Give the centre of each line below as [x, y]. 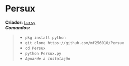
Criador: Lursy [20, 22]
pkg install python [45, 38]
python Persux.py [43, 53]
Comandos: [18, 27]
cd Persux [35, 48]
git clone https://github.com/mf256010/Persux [75, 43]
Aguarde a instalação [47, 59]
